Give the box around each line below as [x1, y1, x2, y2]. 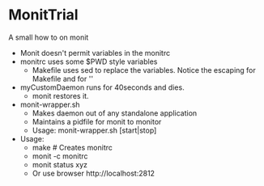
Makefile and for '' [32, 74, 94, 83]
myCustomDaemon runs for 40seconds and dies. [19, 82, 185, 92]
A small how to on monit [8, 32, 89, 42]
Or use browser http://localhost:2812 [32, 168, 155, 178]
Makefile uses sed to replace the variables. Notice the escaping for [32, 65, 257, 74]
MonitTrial [8, 6, 79, 24]
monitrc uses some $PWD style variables [19, 57, 158, 66]
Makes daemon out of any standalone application [32, 108, 198, 118]
